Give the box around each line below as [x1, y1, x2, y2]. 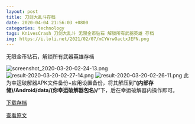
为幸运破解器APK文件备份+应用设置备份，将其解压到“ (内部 [6, 79, 149, 86]
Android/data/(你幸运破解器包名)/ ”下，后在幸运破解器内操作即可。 [15, 87, 178, 93]
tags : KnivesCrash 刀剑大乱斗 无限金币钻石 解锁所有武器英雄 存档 [6, 31, 155, 37]
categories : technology [6, 25, 65, 31]
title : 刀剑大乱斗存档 [6, 14, 56, 20]
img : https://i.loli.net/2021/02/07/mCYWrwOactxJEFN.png [6, 36, 149, 42]
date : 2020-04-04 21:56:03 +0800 [6, 19, 89, 25]
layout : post [6, 8, 38, 15]
